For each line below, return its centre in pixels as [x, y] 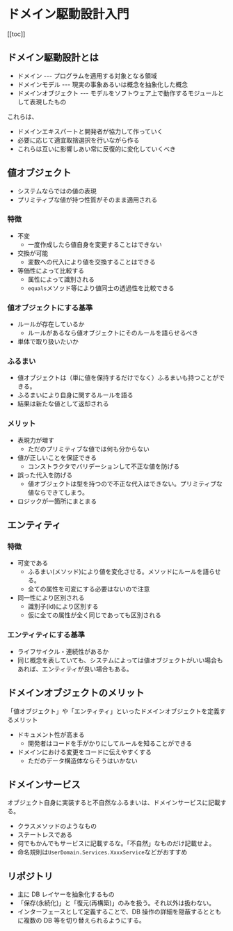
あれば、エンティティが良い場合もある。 [75, 669]
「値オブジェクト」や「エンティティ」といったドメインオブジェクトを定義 [114, 711]
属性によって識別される [61, 279]
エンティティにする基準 [46, 635]
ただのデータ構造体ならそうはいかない [82, 761]
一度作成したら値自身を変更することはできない [95, 244]
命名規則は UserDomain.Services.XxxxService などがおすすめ [102, 852]
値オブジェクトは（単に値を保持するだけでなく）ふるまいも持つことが [118, 378]
